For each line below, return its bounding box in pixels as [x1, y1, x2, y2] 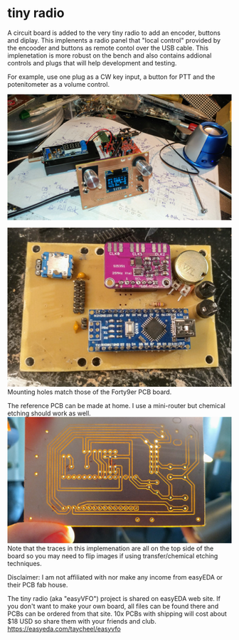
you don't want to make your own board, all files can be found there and [7, 602, 219, 610]
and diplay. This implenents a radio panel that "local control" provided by [7, 36, 221, 44]
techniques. [7, 559, 42, 567]
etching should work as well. [7, 409, 91, 417]
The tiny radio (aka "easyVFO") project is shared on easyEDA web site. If [7, 594, 221, 602]
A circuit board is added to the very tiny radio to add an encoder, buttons [7, 28, 221, 37]
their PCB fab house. [7, 580, 68, 589]
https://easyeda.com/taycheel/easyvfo [7, 624, 121, 633]
